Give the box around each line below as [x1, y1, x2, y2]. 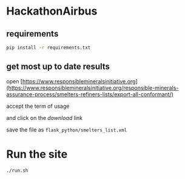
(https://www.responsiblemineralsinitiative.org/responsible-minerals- [6, 84, 179, 91]
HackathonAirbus [6, 4, 98, 18]
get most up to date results [6, 61, 110, 72]
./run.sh [6, 167, 29, 174]
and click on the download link [6, 114, 83, 121]
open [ [6, 77, 23, 85]
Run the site [6, 147, 68, 161]
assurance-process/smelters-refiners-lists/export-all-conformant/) [6, 90, 174, 98]
